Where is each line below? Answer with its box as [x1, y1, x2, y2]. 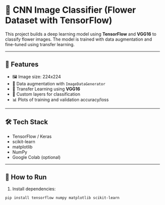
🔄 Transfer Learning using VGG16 [12, 86, 81, 92]
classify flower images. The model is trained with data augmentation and [5, 36, 152, 42]
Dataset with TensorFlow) [5, 15, 112, 26]
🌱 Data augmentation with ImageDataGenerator [12, 80, 106, 86]
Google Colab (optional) [12, 154, 61, 160]
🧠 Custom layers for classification [12, 91, 81, 97]
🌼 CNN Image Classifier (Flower [5, 4, 136, 16]
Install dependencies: [12, 186, 56, 192]
